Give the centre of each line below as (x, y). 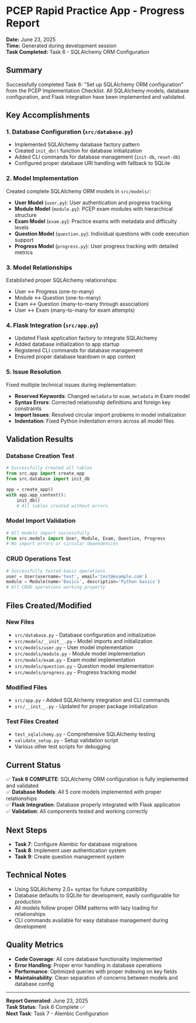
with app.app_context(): (36, 495)
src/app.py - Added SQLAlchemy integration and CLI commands (92, 700)
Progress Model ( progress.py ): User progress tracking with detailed (96, 246)
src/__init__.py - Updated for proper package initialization (86, 706)
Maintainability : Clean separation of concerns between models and (96, 977)
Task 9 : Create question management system (69, 857)
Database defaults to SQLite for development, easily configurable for (97, 895)
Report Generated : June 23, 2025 (47, 1000)
